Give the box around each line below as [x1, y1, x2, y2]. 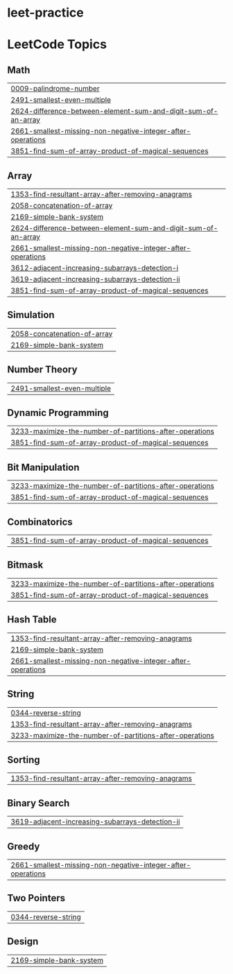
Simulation [7, 309, 55, 321]
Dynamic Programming [7, 407, 109, 419]
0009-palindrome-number [10, 84, 100, 94]
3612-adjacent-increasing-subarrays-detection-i [10, 263, 179, 272]
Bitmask [7, 559, 44, 571]
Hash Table [7, 614, 57, 625]
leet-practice [7, 5, 85, 21]
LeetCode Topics [7, 37, 107, 53]
